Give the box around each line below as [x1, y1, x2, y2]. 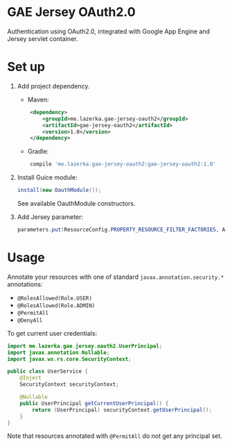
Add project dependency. [17, 81, 90, 90]
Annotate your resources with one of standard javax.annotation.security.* [7, 273, 224, 281]
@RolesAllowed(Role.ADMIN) [17, 302, 96, 309]
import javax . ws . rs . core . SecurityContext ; [7, 355, 132, 362]
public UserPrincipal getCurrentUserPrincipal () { [19, 400, 169, 407]
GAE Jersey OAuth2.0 [7, 4, 136, 20]
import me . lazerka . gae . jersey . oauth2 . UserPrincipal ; [7, 342, 163, 350]
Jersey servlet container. [7, 34, 78, 42]
